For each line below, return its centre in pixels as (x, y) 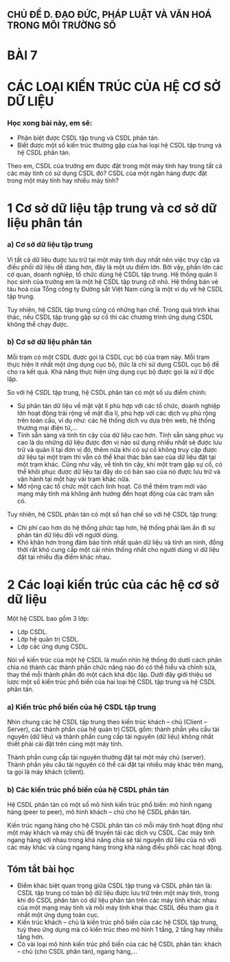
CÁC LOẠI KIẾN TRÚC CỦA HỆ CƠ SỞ (114, 86)
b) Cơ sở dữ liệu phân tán (49, 342)
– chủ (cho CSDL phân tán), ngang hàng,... (77, 952)
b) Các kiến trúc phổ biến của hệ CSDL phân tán (88, 790)
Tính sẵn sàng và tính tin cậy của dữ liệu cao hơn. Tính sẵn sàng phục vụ (120, 435)
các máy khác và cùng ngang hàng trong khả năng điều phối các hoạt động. (115, 848)
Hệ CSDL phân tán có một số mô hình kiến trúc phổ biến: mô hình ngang (110, 805)
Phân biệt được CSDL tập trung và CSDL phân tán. (88, 138)
